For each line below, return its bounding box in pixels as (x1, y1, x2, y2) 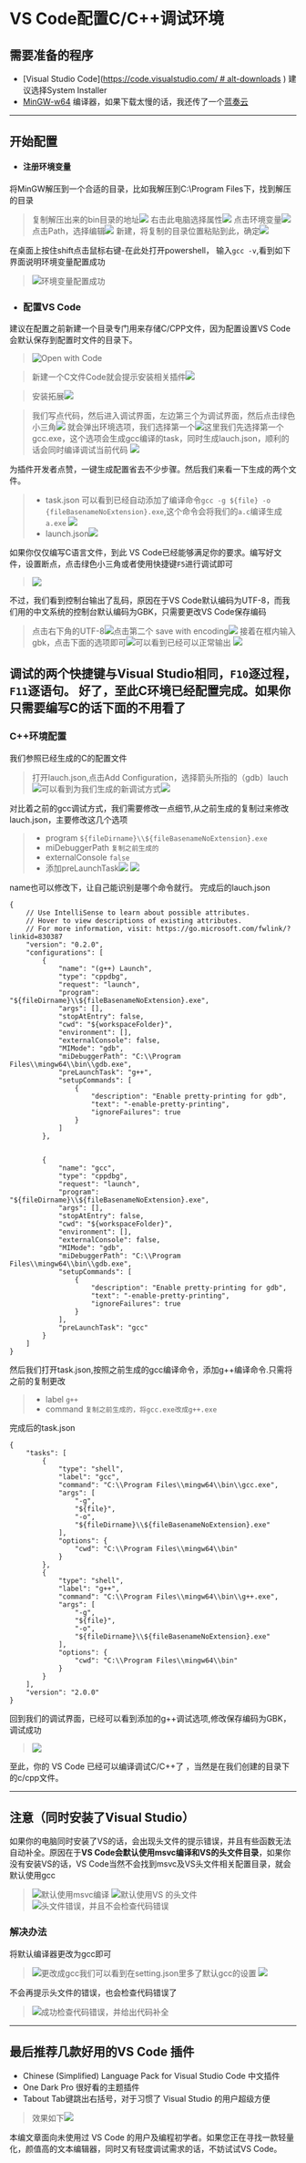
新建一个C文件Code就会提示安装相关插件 (31, 371, 187, 382)
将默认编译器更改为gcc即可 (9, 1948, 112, 1959)
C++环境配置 (9, 730, 66, 743)
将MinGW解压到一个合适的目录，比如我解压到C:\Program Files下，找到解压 (9, 183, 291, 194)
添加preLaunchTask (45, 863, 119, 874)
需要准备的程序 (9, 47, 94, 63)
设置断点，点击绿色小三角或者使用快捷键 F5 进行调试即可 (25, 558, 234, 569)
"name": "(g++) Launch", (57, 964, 153, 973)
